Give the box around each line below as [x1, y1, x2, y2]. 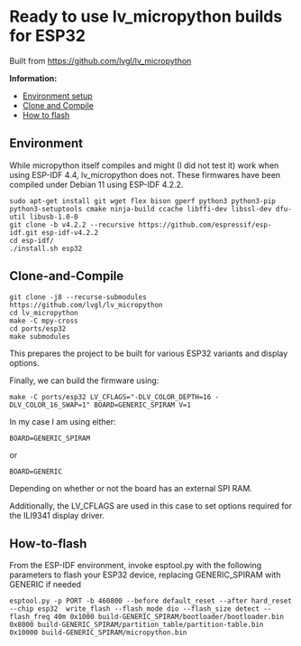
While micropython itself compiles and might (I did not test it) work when [9, 160, 279, 171]
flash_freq [9, 613, 50, 622]
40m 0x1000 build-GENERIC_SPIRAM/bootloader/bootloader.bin [53, 613, 284, 622]
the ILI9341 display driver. [9, 510, 105, 520]
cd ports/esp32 [9, 323, 67, 333]
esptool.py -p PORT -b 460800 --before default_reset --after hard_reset [9, 596, 293, 606]
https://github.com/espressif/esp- [138, 220, 272, 229]
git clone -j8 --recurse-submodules [9, 292, 147, 302]
